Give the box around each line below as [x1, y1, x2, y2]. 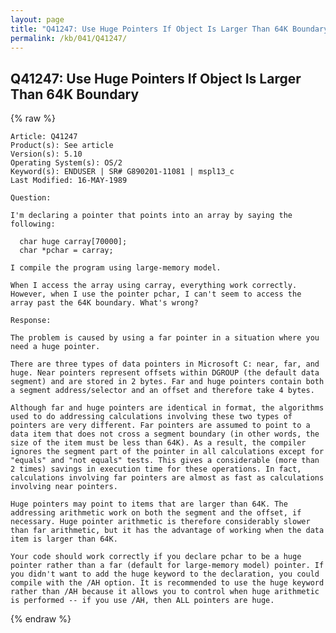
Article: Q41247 [10, 132, 78, 142]
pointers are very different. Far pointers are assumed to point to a [10, 421, 311, 431]
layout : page [10, 14, 65, 25]
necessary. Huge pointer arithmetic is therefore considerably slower [10, 517, 311, 527]
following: [10, 219, 56, 230]
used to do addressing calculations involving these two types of [10, 412, 293, 422]
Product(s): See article [10, 141, 114, 151]
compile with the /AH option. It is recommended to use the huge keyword [10, 578, 325, 588]
